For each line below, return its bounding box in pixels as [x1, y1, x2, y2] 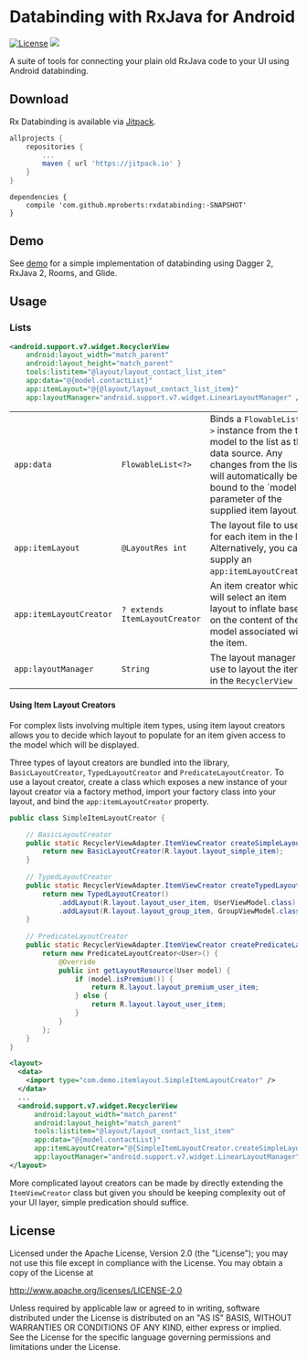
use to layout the [209, 663, 281, 675]
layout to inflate [209, 601, 277, 614]
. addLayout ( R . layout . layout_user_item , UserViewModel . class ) [58, 898, 297, 907]
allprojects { [9, 133, 64, 143]
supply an [209, 553, 253, 566]
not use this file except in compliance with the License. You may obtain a [9, 1257, 283, 1268]
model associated [209, 624, 286, 637]
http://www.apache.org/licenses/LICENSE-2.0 [9, 1284, 183, 1295]
